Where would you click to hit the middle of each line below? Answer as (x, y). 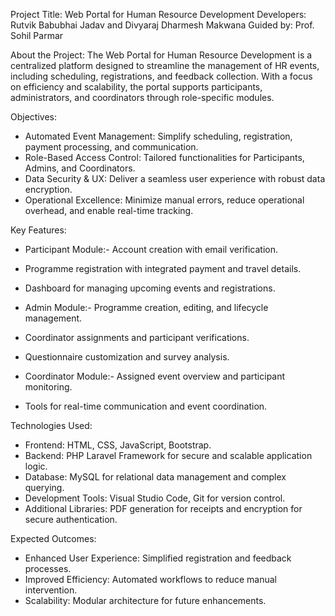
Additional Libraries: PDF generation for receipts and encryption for (163, 508)
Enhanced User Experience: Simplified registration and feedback (158, 558)
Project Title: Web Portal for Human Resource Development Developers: (158, 14)
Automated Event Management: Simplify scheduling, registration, (158, 136)
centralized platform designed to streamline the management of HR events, (165, 65)
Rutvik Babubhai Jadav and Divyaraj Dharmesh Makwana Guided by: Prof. (162, 25)
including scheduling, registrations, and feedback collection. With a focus (161, 76)
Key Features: (38, 230)
